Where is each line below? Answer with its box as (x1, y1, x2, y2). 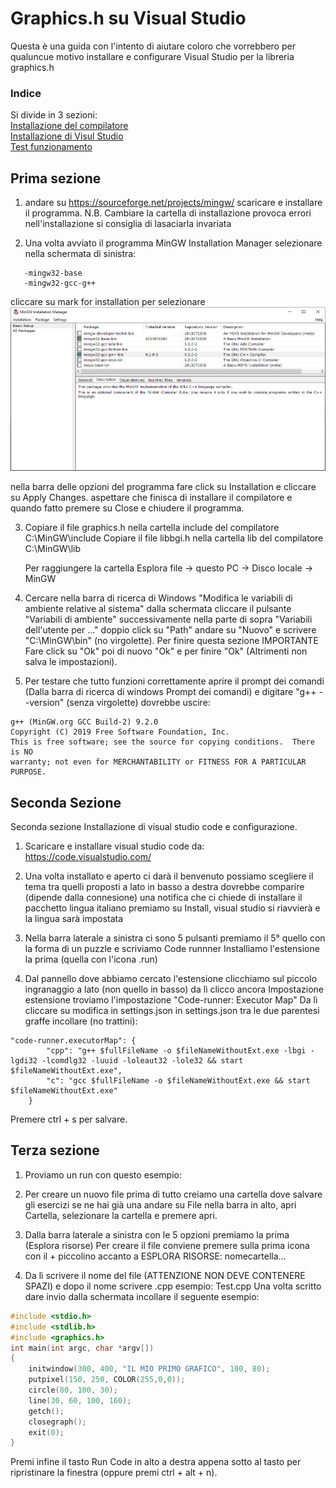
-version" (24, 697, 65, 709)
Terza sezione (10, 1142, 100, 1159)
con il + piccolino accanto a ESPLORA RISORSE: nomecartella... (24, 1250, 287, 1262)
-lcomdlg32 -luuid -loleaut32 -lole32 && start (41, 1056, 244, 1066)
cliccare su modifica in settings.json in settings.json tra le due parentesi (24, 1005, 320, 1017)
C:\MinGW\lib (24, 543, 82, 555)
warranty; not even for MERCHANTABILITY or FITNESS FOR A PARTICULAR (10, 757, 307, 767)
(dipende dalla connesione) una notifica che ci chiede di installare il (24, 892, 303, 904)
